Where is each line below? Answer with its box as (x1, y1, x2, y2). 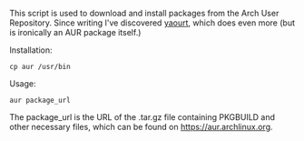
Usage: (9, 78, 36, 89)
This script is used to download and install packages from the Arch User (9, 8, 279, 18)
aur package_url (9, 96, 71, 105)
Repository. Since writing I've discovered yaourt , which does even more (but (9, 17, 295, 28)
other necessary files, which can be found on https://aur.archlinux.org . (9, 122, 274, 132)
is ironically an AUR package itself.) (9, 27, 142, 37)
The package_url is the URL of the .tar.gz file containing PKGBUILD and (9, 112, 275, 122)
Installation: (9, 45, 53, 55)
